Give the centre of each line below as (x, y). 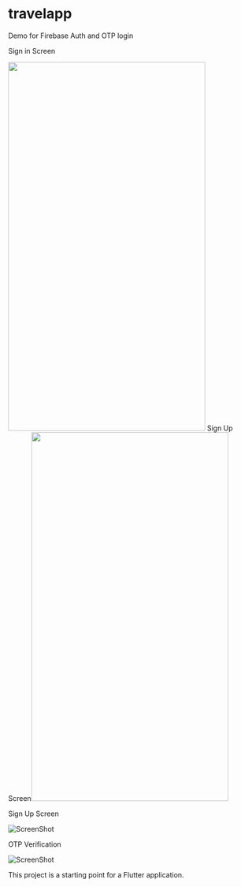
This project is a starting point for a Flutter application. (96, 874)
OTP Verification (35, 844)
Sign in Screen (32, 51)
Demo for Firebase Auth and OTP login (71, 36)
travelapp (40, 14)
